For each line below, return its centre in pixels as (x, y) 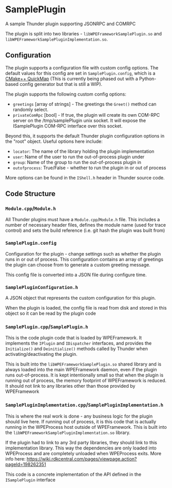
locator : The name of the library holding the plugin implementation (83, 151)
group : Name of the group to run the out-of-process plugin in (77, 162)
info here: (15, 459)
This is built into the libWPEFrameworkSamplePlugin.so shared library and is (83, 364)
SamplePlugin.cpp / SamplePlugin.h (47, 327)
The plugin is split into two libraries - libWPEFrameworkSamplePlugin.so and (84, 33)
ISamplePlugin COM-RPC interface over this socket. (68, 126)
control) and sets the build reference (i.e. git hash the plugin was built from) (85, 230)
